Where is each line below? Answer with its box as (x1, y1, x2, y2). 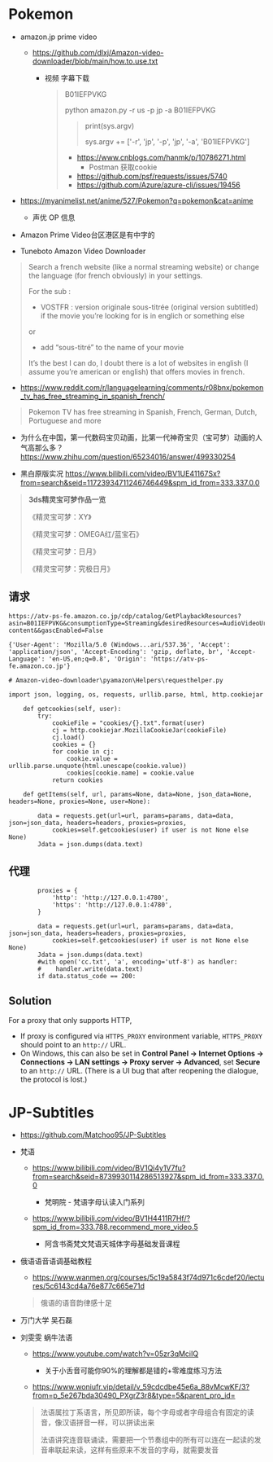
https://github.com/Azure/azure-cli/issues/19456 (76, 180, 241, 190)
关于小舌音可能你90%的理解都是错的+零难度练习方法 (44, 1366, 222, 1376)
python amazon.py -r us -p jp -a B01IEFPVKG (64, 105, 216, 115)
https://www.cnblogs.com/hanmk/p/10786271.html (76, 152, 246, 162)
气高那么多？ (19, 442, 63, 452)
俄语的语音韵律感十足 (40, 1298, 112, 1308)
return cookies (51, 775, 104, 784)
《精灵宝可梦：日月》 (28, 547, 100, 556)
